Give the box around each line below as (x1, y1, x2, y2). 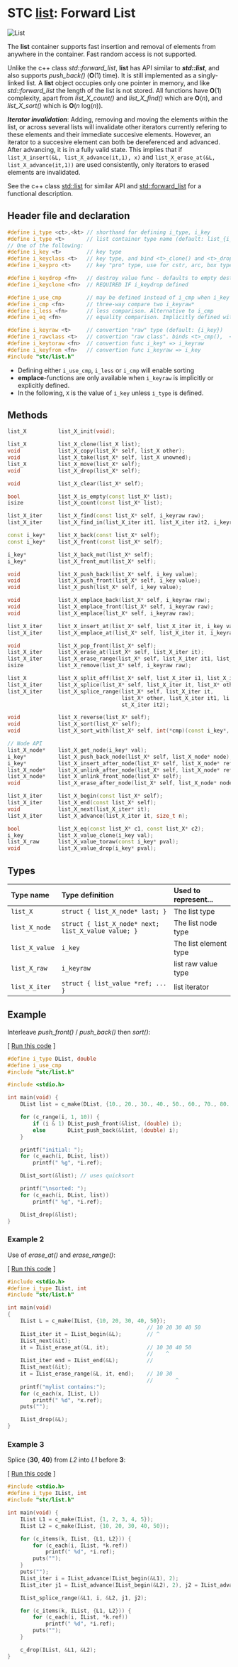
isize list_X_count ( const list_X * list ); (7, 500, 163, 507)
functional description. (7, 189, 73, 198)
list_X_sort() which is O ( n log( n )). (7, 101, 103, 109)
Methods (7, 409, 48, 421)
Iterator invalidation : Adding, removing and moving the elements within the (7, 115, 229, 124)
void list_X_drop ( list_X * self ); (7, 467, 141, 474)
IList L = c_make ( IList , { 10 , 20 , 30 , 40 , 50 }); (20, 1317, 166, 1325)
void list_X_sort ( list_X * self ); (7, 721, 141, 728)
